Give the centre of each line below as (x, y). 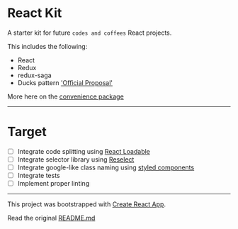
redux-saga (34, 75)
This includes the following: (47, 46)
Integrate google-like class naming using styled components (106, 167)
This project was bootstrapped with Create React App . (87, 204)
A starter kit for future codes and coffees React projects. (90, 33)
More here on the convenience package (66, 96)
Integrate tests (39, 176)
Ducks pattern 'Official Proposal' (65, 82)
